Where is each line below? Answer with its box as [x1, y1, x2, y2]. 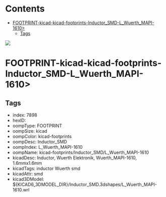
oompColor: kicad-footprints [12, 133, 72, 139]
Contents [5, 3, 45, 15]
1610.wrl [12, 186, 30, 192]
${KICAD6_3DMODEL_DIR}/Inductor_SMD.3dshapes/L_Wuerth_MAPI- [12, 181, 157, 187]
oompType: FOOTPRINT [12, 123, 62, 129]
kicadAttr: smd [12, 170, 43, 176]
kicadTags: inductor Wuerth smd [12, 165, 80, 171]
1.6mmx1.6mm [12, 160, 42, 166]
